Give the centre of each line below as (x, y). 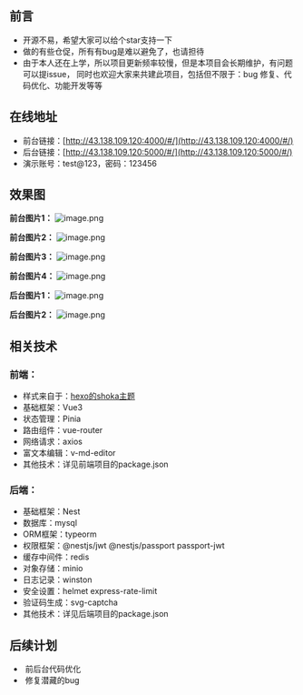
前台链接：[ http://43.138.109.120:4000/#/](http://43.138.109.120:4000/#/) (158, 140)
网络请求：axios (53, 442)
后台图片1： (31, 296)
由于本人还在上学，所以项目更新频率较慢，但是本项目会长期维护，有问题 (157, 63)
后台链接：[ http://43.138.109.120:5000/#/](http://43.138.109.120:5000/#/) (157, 152)
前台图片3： (32, 257)
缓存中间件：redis (56, 557)
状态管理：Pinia (52, 419)
